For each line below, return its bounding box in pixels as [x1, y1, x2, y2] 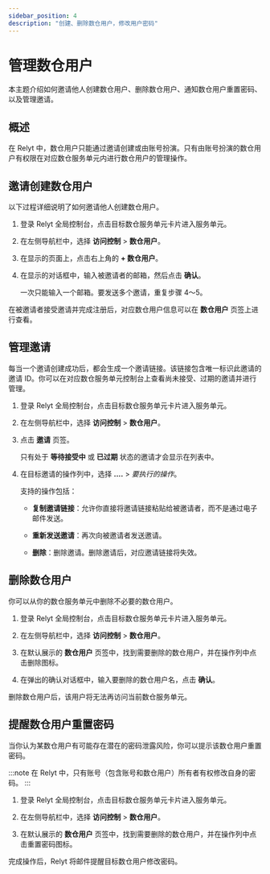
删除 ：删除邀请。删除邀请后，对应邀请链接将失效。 [31, 547, 202, 557]
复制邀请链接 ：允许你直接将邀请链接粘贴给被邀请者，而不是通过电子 [31, 503, 258, 513]
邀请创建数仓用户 [8, 179, 93, 193]
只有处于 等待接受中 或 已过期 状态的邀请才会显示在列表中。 [19, 451, 219, 461]
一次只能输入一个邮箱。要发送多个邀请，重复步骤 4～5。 [19, 287, 207, 298]
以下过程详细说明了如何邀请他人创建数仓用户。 [8, 202, 163, 212]
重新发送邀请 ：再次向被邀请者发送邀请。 [31, 530, 166, 540]
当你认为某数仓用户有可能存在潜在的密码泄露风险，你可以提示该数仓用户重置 [8, 740, 262, 750]
